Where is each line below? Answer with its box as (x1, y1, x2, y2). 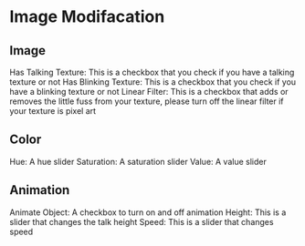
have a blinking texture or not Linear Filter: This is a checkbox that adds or (9, 87, 289, 97)
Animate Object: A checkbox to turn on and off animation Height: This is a (9, 207, 287, 218)
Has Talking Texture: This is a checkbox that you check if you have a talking (9, 67, 295, 77)
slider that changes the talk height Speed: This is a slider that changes (9, 216, 274, 227)
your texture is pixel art (9, 106, 97, 116)
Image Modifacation (9, 6, 165, 27)
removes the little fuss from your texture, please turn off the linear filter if (9, 96, 285, 107)
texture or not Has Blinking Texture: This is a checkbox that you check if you (9, 77, 297, 87)
